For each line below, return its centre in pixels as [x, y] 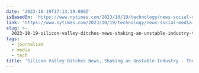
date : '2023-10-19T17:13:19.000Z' [49, 11]
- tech [20, 55]
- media [21, 50]
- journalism [28, 45]
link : [13, 22]
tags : [13, 39]
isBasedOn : [20, 17]
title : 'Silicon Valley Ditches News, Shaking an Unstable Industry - [95, 61]
